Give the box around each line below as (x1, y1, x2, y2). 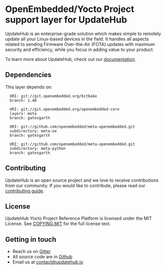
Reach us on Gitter (12, 249, 51, 255)
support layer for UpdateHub (5, 14, 127, 25)
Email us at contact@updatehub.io (12, 259, 83, 265)
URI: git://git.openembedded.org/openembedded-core (9, 106, 120, 112)
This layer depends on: (5, 84, 52, 90)
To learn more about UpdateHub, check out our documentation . (5, 56, 136, 62)
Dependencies (5, 71, 51, 79)
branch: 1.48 (9, 98, 37, 103)
